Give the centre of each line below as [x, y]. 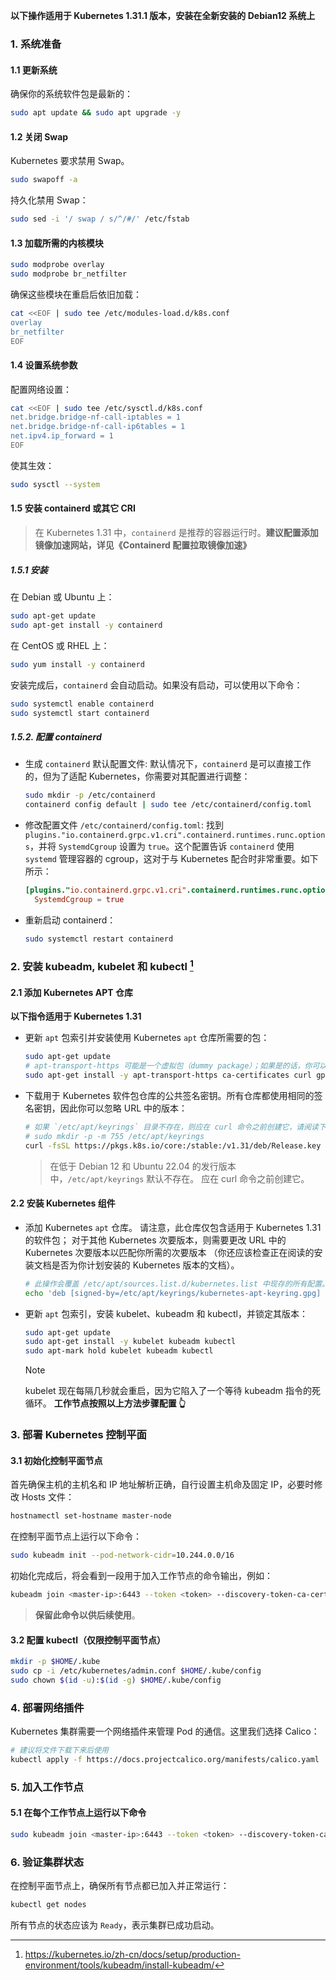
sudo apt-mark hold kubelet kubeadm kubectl [119, 1351]
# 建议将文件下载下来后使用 [60, 1750]
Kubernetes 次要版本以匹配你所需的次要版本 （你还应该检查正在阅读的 [169, 1252]
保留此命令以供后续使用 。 [87, 1615]
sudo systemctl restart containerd [99, 939]
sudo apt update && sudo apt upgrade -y [96, 113]
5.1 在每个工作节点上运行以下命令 [78, 1813]
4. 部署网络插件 [47, 1707]
